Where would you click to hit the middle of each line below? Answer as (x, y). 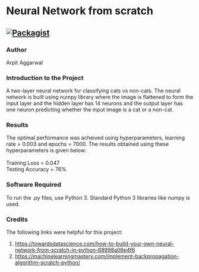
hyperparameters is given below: (46, 151)
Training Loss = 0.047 (33, 163)
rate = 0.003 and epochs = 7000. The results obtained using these (88, 144)
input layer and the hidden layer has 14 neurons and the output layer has (94, 103)
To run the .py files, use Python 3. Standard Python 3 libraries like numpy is (98, 197)
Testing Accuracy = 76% (37, 169)
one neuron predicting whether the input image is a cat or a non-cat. (90, 110)
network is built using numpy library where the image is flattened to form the (100, 97)
